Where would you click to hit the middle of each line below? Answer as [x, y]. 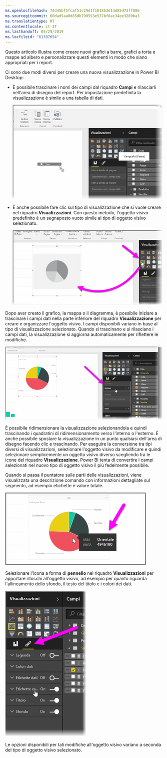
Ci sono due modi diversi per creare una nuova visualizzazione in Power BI [82, 72]
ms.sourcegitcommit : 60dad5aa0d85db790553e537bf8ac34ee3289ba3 [72, 16]
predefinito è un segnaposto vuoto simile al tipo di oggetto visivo [79, 218]
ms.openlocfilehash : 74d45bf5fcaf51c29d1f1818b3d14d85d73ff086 [72, 11]
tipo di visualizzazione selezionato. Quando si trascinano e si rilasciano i [79, 329]
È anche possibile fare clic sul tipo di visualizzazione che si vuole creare [86, 207]
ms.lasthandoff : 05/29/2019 [34, 32]
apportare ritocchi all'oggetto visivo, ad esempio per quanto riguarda [76, 578]
